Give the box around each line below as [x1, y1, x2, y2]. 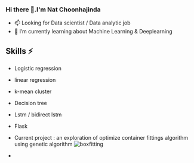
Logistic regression [14, 65, 62, 72]
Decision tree [14, 100, 47, 107]
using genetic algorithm [14, 140, 73, 148]
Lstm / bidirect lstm [14, 111, 62, 118]
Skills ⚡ [5, 46, 33, 56]
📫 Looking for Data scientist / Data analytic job [14, 19, 131, 26]
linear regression [14, 76, 56, 84]
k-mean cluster [14, 88, 52, 95]
